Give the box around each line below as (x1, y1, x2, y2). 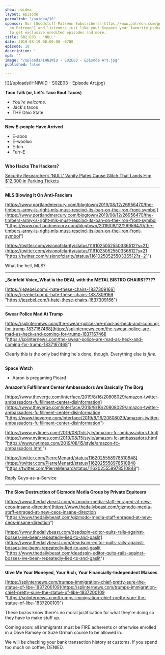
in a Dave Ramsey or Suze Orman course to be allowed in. (5, 629, 123, 636)
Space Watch (5, 365, 33, 371)
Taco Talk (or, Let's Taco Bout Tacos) (5, 90, 82, 96)
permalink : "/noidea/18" (5, 16, 56, 21)
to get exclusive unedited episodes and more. (9, 30, 107, 35)
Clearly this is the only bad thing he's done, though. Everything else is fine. (5, 351, 157, 357)
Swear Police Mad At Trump (5, 311, 63, 317)
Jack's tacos (12, 104, 38, 110)
